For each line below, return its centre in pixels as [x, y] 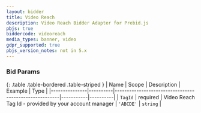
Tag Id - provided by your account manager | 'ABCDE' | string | [84, 104]
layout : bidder [25, 12]
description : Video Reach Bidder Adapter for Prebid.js [77, 23]
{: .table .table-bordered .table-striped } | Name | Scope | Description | [93, 85]
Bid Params [23, 71]
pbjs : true [20, 28]
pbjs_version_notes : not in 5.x [46, 51]
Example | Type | [27, 91]
